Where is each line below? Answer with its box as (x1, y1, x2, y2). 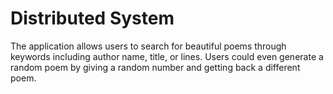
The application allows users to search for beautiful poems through (10, 40, 287, 52)
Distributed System (10, 7, 175, 30)
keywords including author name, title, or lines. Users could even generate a (10, 50, 324, 62)
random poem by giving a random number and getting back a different (10, 61, 301, 73)
